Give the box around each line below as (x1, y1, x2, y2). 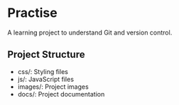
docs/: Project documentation (17, 89, 105, 98)
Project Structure (7, 49, 85, 61)
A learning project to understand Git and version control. (7, 28, 173, 37)
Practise (7, 5, 58, 21)
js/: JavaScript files (17, 75, 75, 83)
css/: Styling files (17, 67, 69, 75)
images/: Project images (17, 82, 89, 91)
